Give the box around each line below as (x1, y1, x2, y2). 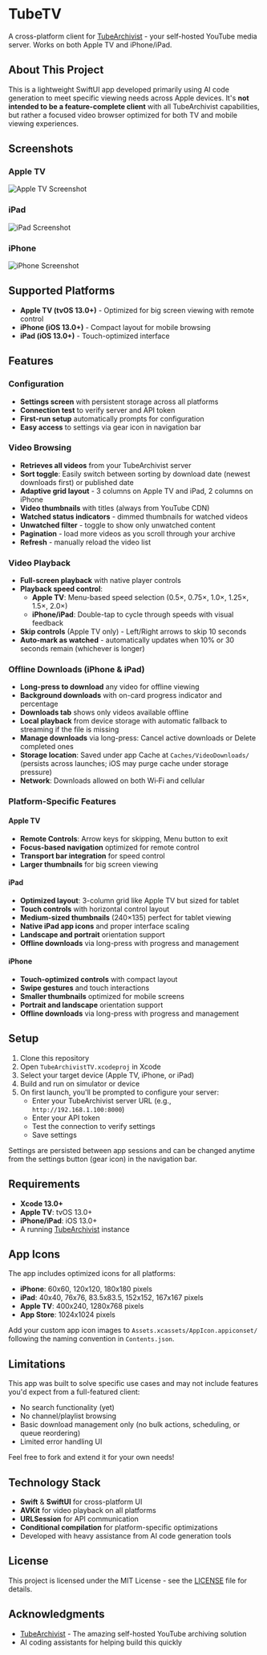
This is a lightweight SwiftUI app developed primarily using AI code (8, 84, 230, 94)
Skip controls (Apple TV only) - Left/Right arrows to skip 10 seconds (19, 627, 247, 637)
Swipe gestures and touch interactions (19, 983, 150, 993)
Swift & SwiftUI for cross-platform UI (19, 1497, 143, 1506)
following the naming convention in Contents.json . (8, 1334, 175, 1343)
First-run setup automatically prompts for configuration (19, 414, 204, 423)
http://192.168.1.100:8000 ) (31, 1104, 125, 1114)
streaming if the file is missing (19, 724, 119, 735)
